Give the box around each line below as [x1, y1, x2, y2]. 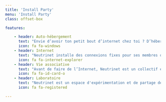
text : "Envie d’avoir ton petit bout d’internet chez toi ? [18, 39, 145, 44]
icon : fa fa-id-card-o [18, 71, 65, 76]
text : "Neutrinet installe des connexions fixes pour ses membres [18, 52, 158, 57]
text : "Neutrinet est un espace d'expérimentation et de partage [18, 80, 156, 86]
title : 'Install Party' [5, 7, 54, 12]
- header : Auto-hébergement [14, 34, 72, 40]
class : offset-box [5, 16, 43, 21]
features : [5, 25, 26, 30]
